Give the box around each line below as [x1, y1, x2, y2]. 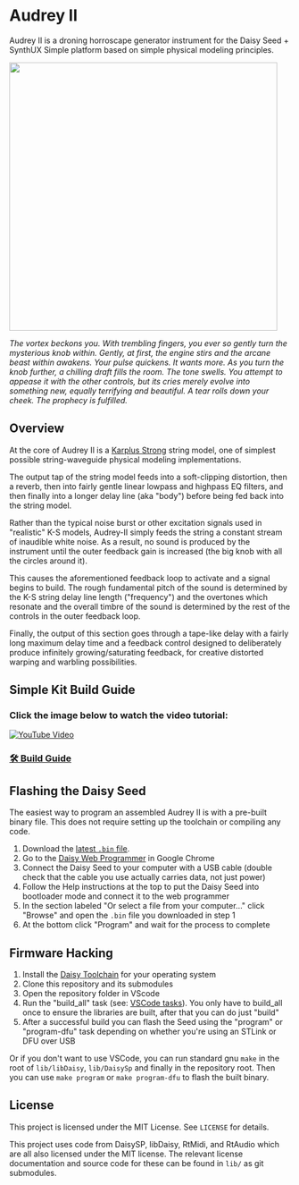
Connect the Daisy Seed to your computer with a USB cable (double [21, 862, 272, 873]
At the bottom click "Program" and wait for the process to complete [21, 919, 270, 930]
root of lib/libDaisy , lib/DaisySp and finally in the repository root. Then [9, 1062, 276, 1073]
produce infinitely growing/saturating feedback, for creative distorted [9, 647, 264, 657]
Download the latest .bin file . [21, 843, 130, 854]
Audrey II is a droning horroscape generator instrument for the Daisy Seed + [9, 35, 290, 46]
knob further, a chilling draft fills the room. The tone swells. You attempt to [9, 366, 283, 377]
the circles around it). [9, 555, 87, 566]
